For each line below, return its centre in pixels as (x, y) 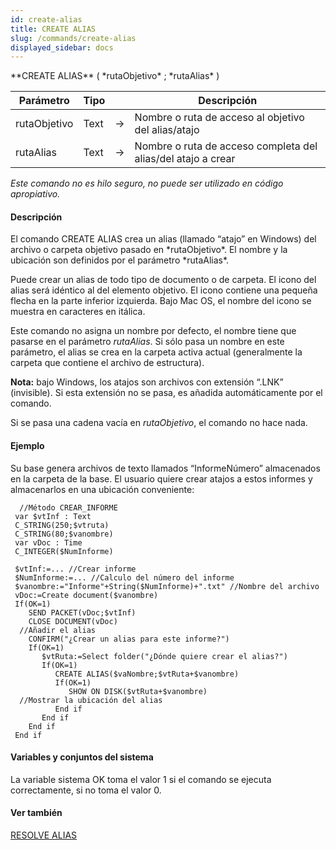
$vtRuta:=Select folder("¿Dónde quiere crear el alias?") (164, 656)
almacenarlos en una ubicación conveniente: (102, 489)
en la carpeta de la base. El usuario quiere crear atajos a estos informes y (161, 478)
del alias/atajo (167, 130)
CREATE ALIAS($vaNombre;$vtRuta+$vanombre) (147, 674)
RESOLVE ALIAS (44, 835)
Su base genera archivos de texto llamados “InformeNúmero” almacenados (165, 468)
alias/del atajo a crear (185, 159)
